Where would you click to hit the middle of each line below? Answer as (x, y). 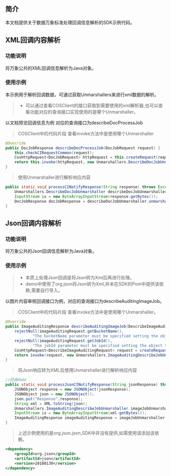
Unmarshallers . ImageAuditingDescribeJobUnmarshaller (72, 408)
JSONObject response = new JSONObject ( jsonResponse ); (73, 390)
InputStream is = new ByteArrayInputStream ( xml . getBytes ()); (80, 413)
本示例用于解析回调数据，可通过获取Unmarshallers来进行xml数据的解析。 (82, 94)
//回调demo (16, 380)
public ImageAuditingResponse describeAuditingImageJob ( (67, 327)
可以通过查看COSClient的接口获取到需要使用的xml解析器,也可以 (92, 105)
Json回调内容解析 (33, 223)
